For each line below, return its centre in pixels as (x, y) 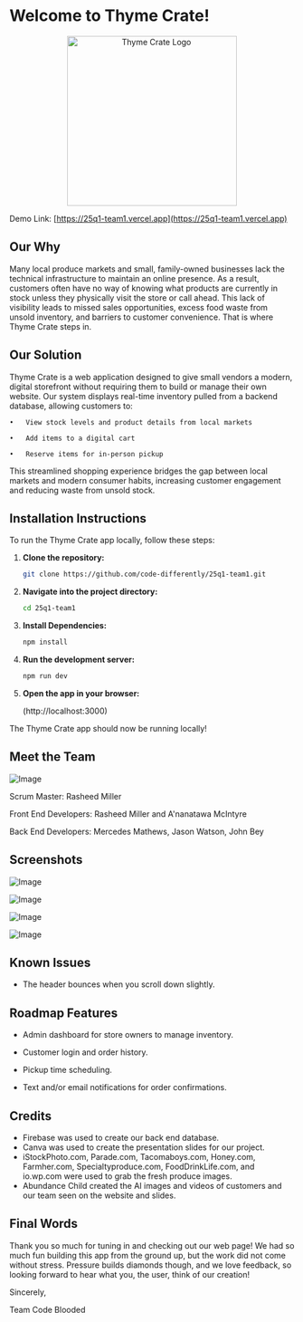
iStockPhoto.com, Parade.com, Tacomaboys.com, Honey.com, (139, 1156)
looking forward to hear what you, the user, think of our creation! (130, 1274)
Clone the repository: (63, 558)
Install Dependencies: (64, 626)
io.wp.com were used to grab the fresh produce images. (127, 1176)
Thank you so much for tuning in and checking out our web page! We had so (152, 1245)
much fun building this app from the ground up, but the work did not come (148, 1255)
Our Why (35, 247)
